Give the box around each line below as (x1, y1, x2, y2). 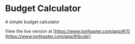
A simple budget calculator (5, 19, 60, 25)
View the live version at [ (5, 28, 55, 34)
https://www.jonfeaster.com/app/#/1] (55, 28, 130, 34)
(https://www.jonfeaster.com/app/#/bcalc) (5, 33, 91, 39)
